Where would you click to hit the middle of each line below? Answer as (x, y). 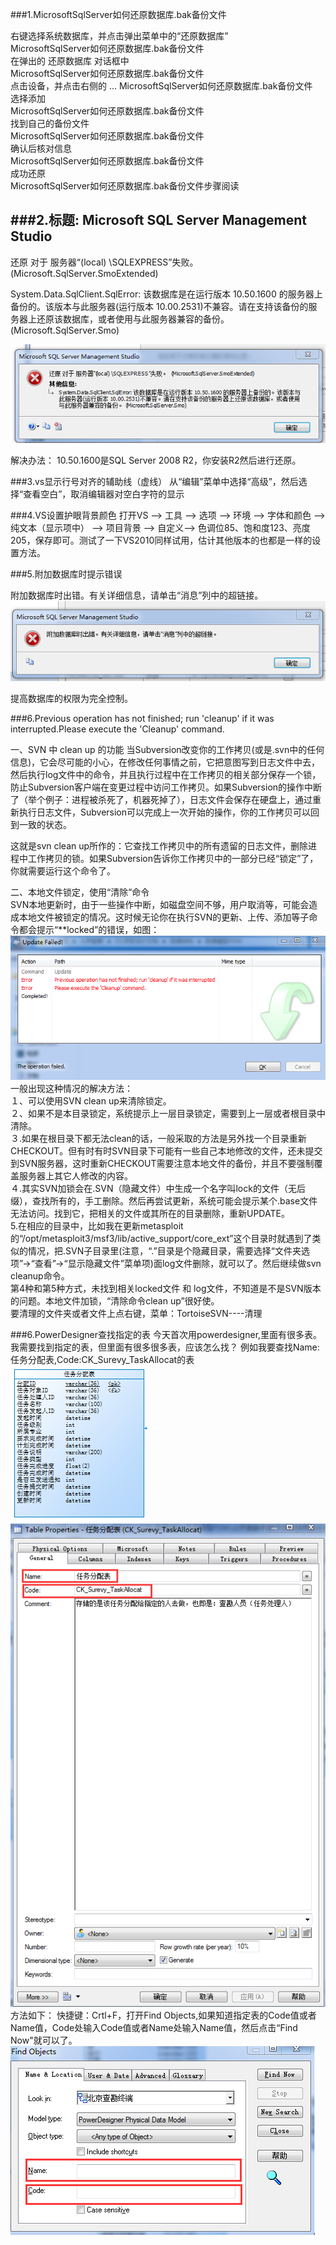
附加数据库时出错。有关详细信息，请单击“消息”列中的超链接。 (137, 595)
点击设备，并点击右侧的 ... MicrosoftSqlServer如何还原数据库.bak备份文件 (161, 86)
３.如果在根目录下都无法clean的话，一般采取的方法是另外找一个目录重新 (158, 1138)
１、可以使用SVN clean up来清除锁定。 (91, 1100)
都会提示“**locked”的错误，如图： (89, 929)
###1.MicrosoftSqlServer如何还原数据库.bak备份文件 (118, 14)
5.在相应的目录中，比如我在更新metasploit (97, 1225)
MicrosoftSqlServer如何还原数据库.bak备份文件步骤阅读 (125, 186)
